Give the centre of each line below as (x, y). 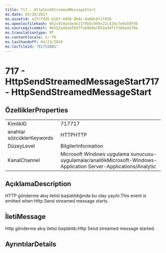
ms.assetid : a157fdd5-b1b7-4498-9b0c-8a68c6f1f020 (58, 19)
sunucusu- (144, 154)
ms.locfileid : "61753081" (32, 47)
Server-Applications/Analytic (122, 166)
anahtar (17, 132)
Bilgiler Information (82, 146)
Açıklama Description (38, 184)
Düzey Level (21, 146)
